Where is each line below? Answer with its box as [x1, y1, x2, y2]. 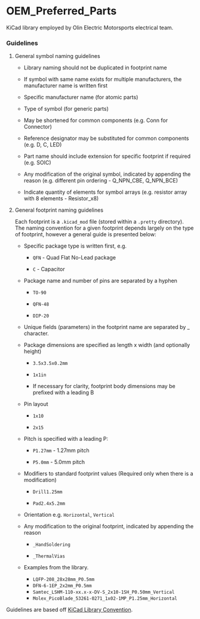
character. [23, 330, 49, 337]
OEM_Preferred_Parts [6, 4, 117, 18]
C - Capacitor [32, 266, 66, 273]
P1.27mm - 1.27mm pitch [32, 447, 90, 454]
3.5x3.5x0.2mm [32, 361, 68, 367]
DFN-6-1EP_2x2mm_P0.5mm [32, 583, 92, 589]
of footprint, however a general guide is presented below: [14, 231, 156, 238]
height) [23, 348, 42, 355]
